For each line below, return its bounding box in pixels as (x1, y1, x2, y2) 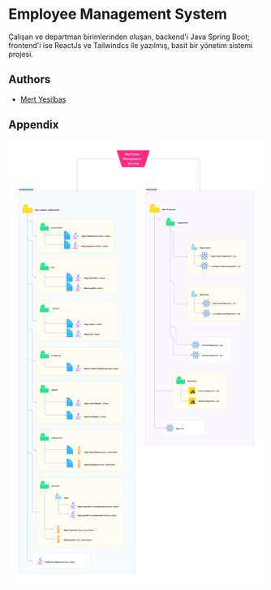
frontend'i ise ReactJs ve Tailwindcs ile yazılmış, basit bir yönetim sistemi (8, 40, 253, 50)
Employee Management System (8, 5, 227, 24)
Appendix (8, 118, 59, 132)
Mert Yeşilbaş (19, 94, 67, 104)
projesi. (8, 49, 34, 59)
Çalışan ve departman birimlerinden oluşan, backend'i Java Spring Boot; (8, 32, 250, 42)
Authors (8, 72, 51, 86)
